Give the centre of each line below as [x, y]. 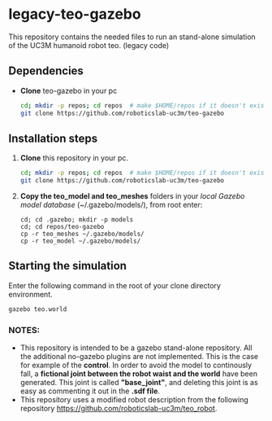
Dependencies [46, 71]
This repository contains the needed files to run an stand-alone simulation [132, 37]
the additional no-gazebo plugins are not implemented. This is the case [139, 357]
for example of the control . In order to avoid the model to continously [136, 365]
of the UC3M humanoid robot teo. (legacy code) [89, 45]
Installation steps [53, 138]
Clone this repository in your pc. [74, 158]
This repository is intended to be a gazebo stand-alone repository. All [136, 348]
